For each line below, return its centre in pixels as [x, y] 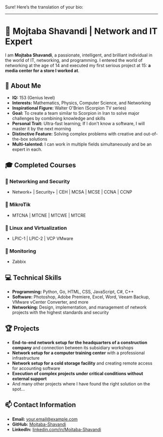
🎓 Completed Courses [41, 165]
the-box [20, 139]
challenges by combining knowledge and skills [59, 118]
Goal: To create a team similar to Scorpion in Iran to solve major [76, 113]
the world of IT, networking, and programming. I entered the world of [74, 60]
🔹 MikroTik [18, 205]
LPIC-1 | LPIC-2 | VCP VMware [43, 238]
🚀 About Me [23, 86]
